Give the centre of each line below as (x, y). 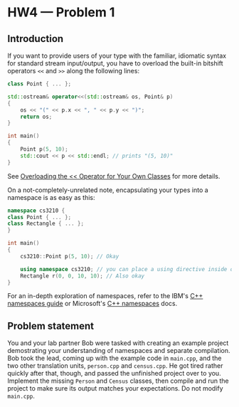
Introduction (36, 39)
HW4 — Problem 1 (61, 12)
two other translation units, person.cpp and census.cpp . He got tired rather (115, 366)
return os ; (36, 117)
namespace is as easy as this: (51, 197)
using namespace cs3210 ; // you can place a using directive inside (124, 269)
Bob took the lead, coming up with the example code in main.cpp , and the (115, 358)
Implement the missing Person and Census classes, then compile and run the (118, 381)
